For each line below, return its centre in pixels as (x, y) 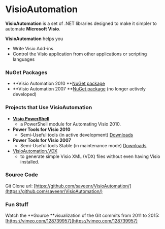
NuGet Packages (26, 72)
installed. (30, 161)
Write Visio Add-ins (33, 48)
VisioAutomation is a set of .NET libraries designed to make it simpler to (81, 23)
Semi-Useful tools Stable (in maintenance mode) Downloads (83, 145)
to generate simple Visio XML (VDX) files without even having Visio (90, 156)
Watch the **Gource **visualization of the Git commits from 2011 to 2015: (82, 216)
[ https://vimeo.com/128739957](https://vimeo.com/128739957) (72, 221)
